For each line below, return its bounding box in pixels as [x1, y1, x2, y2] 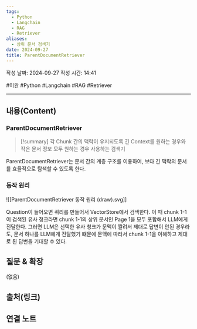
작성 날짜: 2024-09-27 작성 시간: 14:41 [6, 69, 97, 76]
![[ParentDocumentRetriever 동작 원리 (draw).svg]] [6, 196, 127, 203]
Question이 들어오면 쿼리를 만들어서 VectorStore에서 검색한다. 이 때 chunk [6, 208, 179, 215]
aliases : [6, 36, 28, 42]
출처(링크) [6, 292, 41, 302]
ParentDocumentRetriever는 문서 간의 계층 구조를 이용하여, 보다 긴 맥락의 [6, 158, 176, 165]
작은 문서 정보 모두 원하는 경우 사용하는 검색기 [20, 145, 125, 153]
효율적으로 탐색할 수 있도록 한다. [12, 165, 86, 172]
